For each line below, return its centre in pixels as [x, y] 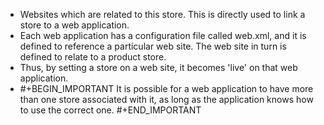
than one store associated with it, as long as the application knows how [166, 99]
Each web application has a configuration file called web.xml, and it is [163, 35]
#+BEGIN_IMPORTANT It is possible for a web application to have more [166, 88]
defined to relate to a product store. [93, 57]
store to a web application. [74, 25]
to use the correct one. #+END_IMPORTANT [110, 110]
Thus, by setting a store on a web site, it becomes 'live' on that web [158, 67]
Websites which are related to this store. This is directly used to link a [162, 14]
